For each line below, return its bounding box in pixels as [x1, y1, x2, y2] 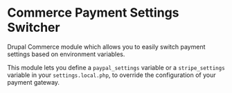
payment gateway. [7, 78, 60, 86]
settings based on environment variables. [7, 50, 125, 58]
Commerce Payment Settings [7, 5, 179, 21]
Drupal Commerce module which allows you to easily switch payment [7, 42, 206, 51]
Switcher [7, 19, 60, 35]
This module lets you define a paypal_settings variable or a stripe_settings [7, 63, 225, 71]
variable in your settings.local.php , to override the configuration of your [7, 71, 216, 79]
